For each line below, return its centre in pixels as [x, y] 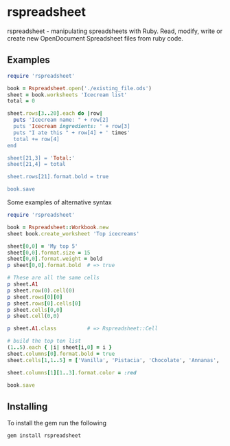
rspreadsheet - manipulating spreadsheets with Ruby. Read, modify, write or [115, 31]
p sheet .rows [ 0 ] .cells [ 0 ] [44, 304]
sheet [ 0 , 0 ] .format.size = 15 [49, 253]
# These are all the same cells [53, 278]
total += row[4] [36, 139]
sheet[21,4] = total [37, 164]
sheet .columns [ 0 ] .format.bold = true [61, 354]
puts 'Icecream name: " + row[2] [61, 120]
